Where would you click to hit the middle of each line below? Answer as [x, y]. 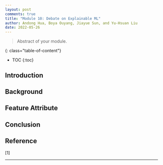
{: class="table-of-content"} [33, 51]
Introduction [24, 75]
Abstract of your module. [42, 41]
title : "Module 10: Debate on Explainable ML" [53, 18]
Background [24, 92]
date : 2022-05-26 [23, 28]
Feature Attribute [32, 108]
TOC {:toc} [23, 60]
